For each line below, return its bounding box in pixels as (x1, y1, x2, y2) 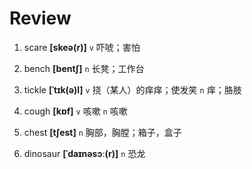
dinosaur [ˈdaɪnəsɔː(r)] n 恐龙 (23, 147, 146, 159)
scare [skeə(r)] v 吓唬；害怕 (23, 41, 141, 53)
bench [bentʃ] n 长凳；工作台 (23, 62, 145, 74)
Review (9, 7, 72, 30)
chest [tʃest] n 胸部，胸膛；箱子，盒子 (23, 126, 182, 138)
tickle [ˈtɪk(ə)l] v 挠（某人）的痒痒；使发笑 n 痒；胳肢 (23, 83, 242, 96)
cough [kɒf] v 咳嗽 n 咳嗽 (23, 105, 128, 117)
